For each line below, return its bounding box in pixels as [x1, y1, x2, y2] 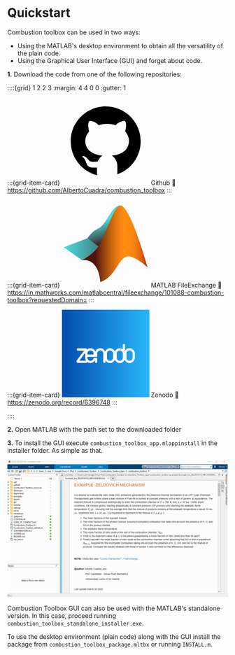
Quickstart [7, 5, 71, 21]
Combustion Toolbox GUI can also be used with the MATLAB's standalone [7, 604, 220, 612]
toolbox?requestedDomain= [7, 295, 87, 304]
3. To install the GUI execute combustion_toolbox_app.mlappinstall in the [7, 439, 218, 447]
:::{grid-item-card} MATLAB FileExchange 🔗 [7, 281, 222, 289]
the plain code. [17, 49, 61, 57]
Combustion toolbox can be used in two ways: [7, 28, 141, 36]
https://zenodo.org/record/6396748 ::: [7, 397, 117, 407]
